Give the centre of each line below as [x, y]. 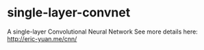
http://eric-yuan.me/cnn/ [42, 38]
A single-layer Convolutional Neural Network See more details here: [103, 32]
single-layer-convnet [69, 13]
